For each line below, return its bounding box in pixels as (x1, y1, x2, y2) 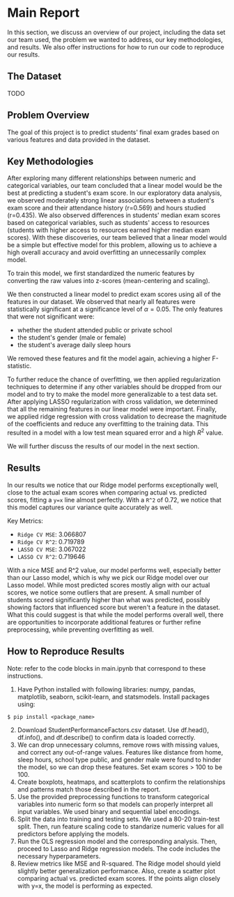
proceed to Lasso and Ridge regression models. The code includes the (17, 844, 221, 853)
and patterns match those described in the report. (17, 785, 161, 794)
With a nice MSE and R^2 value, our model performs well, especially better (7, 566, 221, 574)
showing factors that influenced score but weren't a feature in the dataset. (7, 603, 221, 611)
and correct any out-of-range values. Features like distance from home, (17, 747, 224, 756)
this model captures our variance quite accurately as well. (7, 503, 173, 511)
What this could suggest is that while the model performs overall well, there (7, 610, 224, 619)
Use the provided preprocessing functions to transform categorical (17, 792, 210, 801)
